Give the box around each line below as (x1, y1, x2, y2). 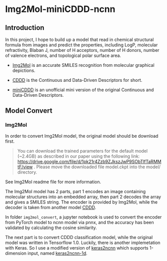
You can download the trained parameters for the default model (17, 148, 148, 154)
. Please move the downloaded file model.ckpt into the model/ (34, 164, 161, 170)
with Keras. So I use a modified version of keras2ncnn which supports (5, 245, 149, 251)
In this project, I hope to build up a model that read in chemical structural (5, 36, 154, 42)
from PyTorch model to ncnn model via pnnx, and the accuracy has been (5, 219, 154, 225)
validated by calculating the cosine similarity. (5, 225, 97, 231)
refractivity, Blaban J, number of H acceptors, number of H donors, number (5, 47, 160, 53)
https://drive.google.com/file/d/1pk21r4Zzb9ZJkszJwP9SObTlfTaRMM (17, 158, 162, 164)
